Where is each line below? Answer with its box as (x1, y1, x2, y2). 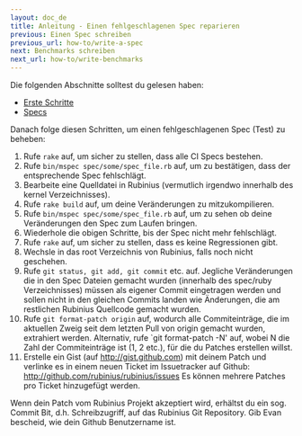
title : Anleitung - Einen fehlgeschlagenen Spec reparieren (10, 22, 241, 31)
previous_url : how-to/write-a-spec (10, 38, 144, 48)
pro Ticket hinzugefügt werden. (22, 380, 140, 391)
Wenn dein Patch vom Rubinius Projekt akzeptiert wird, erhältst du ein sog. (10, 397, 287, 408)
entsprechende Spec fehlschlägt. (22, 170, 147, 181)
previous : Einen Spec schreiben (10, 30, 131, 39)
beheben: (10, 134, 46, 144)
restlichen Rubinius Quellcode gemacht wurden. (22, 304, 201, 315)
